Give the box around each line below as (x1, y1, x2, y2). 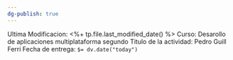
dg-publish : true (7, 10, 59, 18)
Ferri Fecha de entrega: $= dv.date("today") (7, 44, 139, 53)
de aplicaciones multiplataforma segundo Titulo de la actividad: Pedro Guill (7, 37, 227, 46)
